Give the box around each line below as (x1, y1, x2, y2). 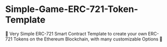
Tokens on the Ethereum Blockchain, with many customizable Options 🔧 (13, 36, 163, 42)
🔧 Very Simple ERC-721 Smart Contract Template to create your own (5, 30, 147, 36)
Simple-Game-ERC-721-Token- (5, 3, 138, 15)
